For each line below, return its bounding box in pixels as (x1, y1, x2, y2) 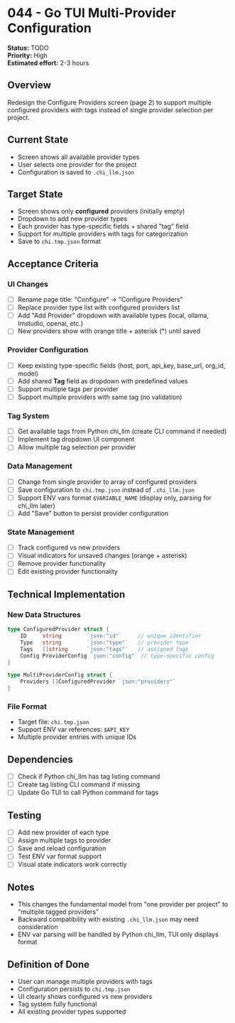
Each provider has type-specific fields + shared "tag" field (17, 222, 189, 231)
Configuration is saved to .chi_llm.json (17, 168, 135, 176)
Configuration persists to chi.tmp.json (17, 985, 131, 993)
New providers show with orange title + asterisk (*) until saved (17, 327, 201, 335)
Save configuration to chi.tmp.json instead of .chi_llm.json (17, 485, 195, 494)
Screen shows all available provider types (17, 153, 140, 161)
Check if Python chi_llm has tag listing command (17, 772, 160, 781)
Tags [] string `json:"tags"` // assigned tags (20, 645, 190, 652)
